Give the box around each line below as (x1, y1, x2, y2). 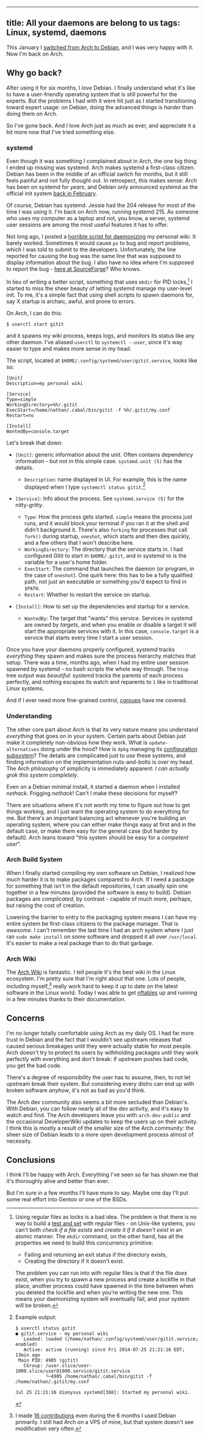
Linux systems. (6, 685, 45, 692)
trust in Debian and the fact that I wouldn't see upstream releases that (6, 1035, 182, 1043)
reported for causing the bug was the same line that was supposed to (6, 252, 181, 259)
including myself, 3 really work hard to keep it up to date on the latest (6, 982, 178, 990)
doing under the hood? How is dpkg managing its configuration (40, 745, 198, 752)
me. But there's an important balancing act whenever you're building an (6, 814, 187, 821)
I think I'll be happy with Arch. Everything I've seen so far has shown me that (6, 1171, 199, 1178)
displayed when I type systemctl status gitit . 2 (24, 482, 146, 491)
